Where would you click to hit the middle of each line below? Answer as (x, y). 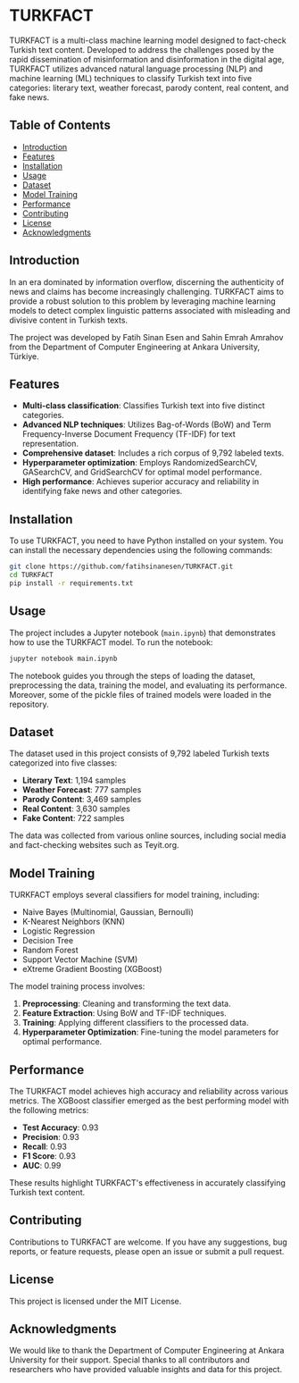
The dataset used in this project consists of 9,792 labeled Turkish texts (139, 754)
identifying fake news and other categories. (102, 491)
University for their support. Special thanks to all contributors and (129, 1360)
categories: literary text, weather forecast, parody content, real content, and (149, 88)
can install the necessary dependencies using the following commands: (141, 550)
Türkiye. (24, 356)
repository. (29, 704)
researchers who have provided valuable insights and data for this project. (146, 1370)
